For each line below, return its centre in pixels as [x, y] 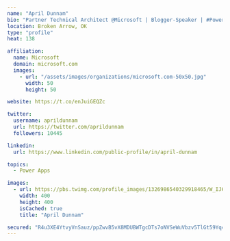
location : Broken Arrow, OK [47, 26]
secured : [20, 227]
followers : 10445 [38, 133]
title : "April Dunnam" [52, 215]
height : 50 [41, 90]
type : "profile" [30, 33]
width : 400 [35, 196]
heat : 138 [21, 39]
